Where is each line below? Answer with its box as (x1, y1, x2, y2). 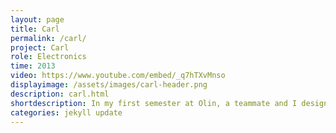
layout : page (10, 14, 65, 25)
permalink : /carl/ (10, 33, 87, 43)
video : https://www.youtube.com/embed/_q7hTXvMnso (10, 71, 226, 81)
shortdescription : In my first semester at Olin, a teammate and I (10, 98, 298, 108)
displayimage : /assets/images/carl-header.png (10, 80, 208, 90)
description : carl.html (10, 89, 110, 99)
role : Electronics (10, 52, 87, 62)
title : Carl (10, 24, 60, 34)
